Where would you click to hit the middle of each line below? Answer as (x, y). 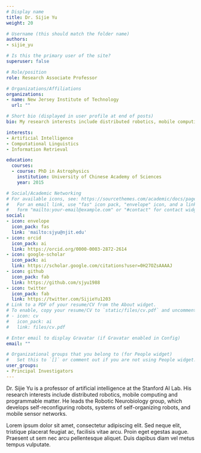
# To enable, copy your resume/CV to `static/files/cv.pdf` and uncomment (101, 310)
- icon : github (25, 271)
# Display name (25, 12)
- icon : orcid (24, 238)
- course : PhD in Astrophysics (51, 172)
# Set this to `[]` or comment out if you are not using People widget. (101, 360)
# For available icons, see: (42, 199)
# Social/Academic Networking (44, 193)
